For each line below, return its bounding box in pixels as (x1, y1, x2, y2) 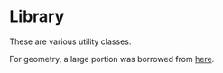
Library (9, 6, 65, 27)
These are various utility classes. (9, 36, 132, 47)
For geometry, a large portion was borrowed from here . (9, 53, 215, 64)
